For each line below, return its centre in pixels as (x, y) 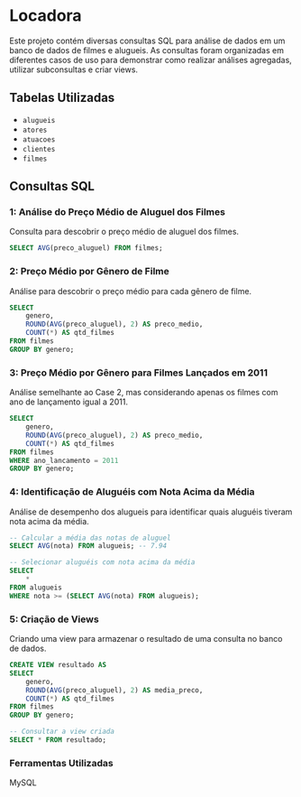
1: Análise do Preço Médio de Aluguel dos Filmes (117, 212)
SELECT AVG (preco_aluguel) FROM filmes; (87, 248)
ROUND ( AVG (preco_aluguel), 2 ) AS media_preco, (114, 690)
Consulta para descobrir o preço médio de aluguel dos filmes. (124, 232)
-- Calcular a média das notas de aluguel (90, 538)
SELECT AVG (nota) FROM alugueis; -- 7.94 (88, 546)
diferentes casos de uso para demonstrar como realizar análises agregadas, (151, 60)
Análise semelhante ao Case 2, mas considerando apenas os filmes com (144, 393)
